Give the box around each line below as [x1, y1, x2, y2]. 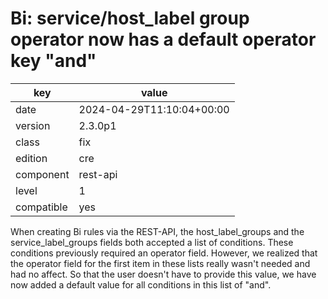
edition [15, 151, 48, 165]
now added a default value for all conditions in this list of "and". [10, 278, 272, 291]
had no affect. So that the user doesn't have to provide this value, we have [10, 268, 317, 280]
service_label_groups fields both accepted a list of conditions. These [10, 236, 294, 248]
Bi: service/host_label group [10, 7, 250, 30]
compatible [15, 200, 68, 214]
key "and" [10, 50, 97, 72]
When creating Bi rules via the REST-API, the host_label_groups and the [10, 225, 305, 237]
